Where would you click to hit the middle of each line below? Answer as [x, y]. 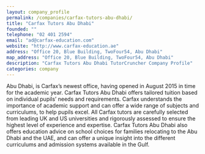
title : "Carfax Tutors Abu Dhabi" [50, 23]
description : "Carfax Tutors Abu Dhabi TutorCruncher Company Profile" [99, 63]
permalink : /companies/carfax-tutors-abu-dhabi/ [69, 18]
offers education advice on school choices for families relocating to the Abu [102, 131]
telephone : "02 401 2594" [39, 35]
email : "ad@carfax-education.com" [50, 40]
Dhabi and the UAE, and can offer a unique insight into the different [91, 138]
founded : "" [21, 29]
